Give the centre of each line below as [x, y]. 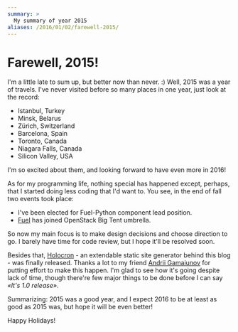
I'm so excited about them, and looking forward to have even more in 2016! [117, 170]
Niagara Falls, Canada [50, 149]
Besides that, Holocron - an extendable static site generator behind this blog [119, 255]
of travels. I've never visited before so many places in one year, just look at [117, 90]
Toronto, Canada [42, 141]
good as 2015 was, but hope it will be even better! [80, 307]
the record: [24, 97]
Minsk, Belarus [39, 119]
